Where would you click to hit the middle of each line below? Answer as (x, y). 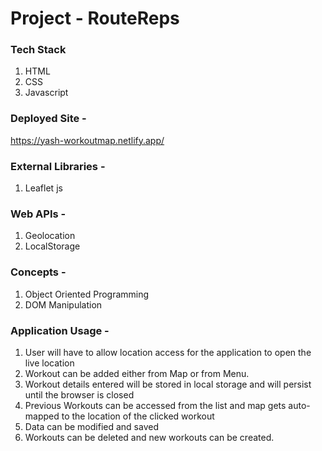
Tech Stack (38, 50)
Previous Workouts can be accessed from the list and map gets (155, 405)
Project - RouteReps (95, 18)
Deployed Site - (48, 119)
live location (49, 363)
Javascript (46, 93)
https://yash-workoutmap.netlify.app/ (87, 140)
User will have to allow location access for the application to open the (168, 352)
